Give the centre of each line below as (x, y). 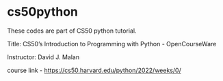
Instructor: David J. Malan (43, 57)
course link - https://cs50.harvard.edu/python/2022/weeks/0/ (94, 70)
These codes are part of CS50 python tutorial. (72, 31)
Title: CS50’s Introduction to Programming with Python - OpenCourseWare (112, 44)
